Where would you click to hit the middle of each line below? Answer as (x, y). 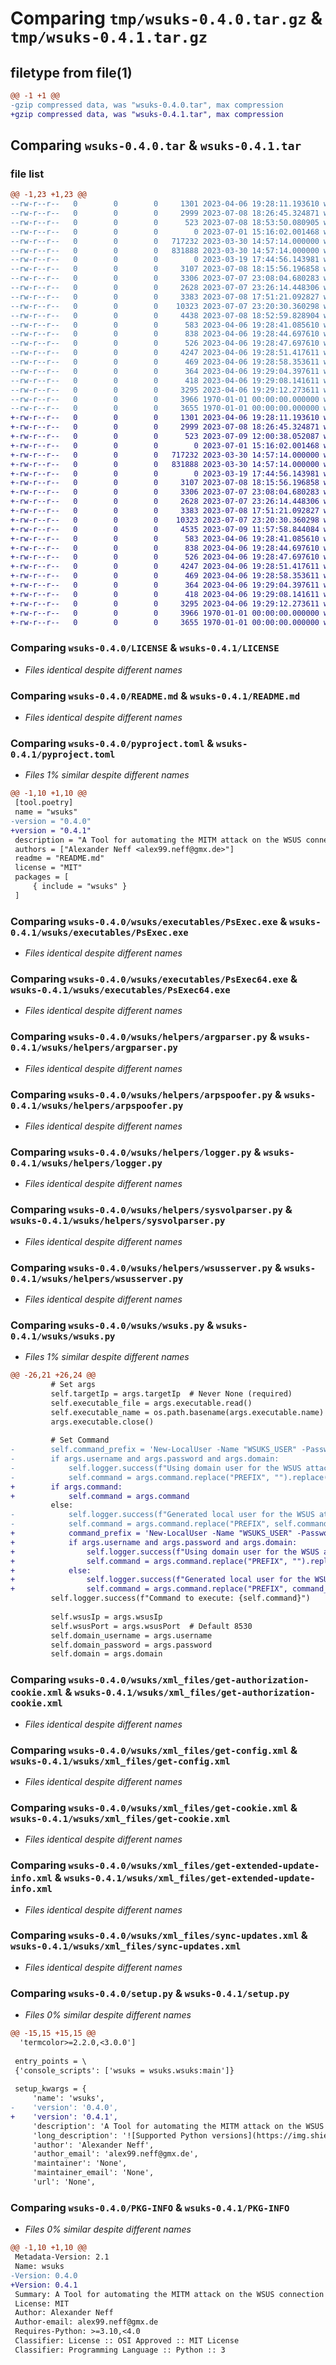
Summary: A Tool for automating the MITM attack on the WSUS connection (169, 2294)
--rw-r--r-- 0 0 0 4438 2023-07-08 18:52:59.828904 (165, 315)
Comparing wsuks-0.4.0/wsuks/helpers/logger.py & (136, 1152)
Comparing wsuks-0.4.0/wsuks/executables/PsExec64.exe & (154, 979)
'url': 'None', (64, 2182)
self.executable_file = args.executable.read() (151, 1403)
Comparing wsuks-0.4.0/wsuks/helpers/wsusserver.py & (146, 1267)
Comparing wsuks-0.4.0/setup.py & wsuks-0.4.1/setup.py (150, 1993)
